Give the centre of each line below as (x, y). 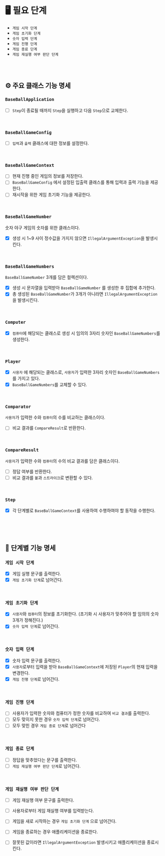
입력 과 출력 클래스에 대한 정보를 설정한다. (50, 143)
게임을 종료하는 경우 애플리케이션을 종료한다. (55, 832)
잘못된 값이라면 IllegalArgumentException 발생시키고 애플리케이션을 (79, 842)
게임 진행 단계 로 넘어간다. (36, 679)
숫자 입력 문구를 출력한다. (37, 660)
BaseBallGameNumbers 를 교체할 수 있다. (49, 385)
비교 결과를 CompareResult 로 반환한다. (49, 428)
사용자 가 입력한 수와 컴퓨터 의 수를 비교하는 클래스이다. (55, 417)
